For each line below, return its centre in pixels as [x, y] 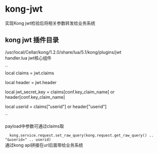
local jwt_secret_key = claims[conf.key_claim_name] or [60, 92]
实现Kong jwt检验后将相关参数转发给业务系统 [50, 23]
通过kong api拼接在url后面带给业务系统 [44, 145]
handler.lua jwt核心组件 [28, 58]
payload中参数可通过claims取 [35, 126]
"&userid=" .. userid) [28, 140]
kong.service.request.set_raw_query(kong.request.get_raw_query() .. [81, 135]
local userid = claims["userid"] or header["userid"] [56, 107]
